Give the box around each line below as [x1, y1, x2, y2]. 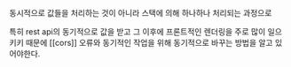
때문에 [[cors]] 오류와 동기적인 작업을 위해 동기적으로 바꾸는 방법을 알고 [25, 38, 273, 48]
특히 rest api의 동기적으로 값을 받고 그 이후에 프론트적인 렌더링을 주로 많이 [9, 26, 266, 37]
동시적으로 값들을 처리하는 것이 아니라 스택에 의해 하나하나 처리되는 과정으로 [9, 8, 272, 18]
